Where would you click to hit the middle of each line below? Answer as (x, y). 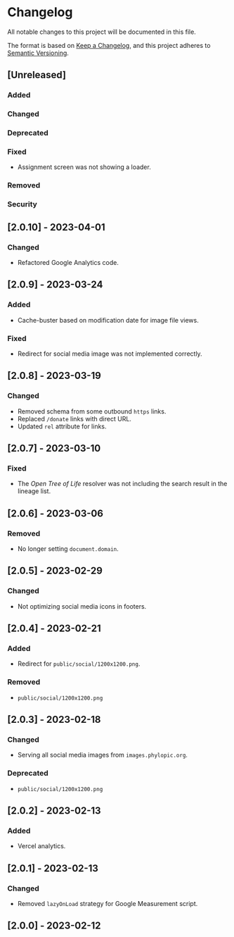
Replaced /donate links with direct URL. (74, 418)
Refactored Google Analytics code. (68, 262)
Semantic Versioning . (38, 53)
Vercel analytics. (41, 846)
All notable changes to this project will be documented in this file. (102, 32)
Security (22, 204)
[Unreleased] (37, 75)
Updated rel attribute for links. (62, 426)
